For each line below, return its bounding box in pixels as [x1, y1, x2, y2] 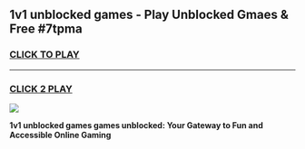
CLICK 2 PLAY [9, 82, 73, 95]
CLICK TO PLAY [9, 49, 80, 61]
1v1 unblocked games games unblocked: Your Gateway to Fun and [9, 119, 263, 130]
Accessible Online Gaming [9, 129, 112, 140]
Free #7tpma [9, 22, 84, 37]
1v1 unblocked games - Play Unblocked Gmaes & [9, 7, 289, 23]
